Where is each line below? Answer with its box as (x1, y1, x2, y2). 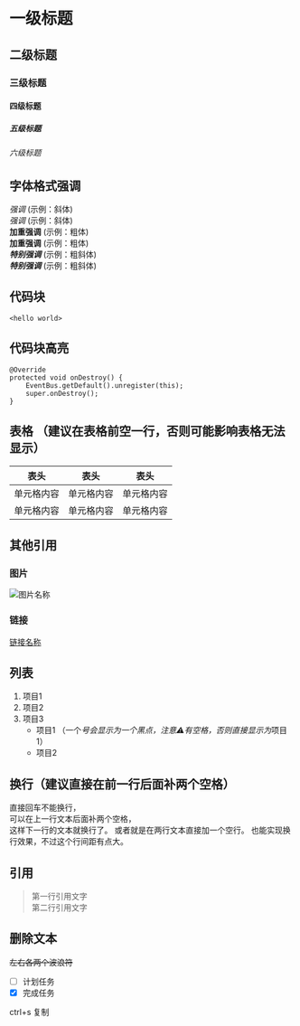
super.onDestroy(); (25, 389, 99, 398)
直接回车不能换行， (9, 802, 81, 814)
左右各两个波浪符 (9, 956, 73, 967)
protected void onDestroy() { (9, 372, 124, 382)
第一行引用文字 (31, 890, 88, 901)
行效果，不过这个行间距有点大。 (9, 836, 128, 847)
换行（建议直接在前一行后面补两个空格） (9, 777, 235, 792)
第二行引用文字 (31, 901, 88, 913)
